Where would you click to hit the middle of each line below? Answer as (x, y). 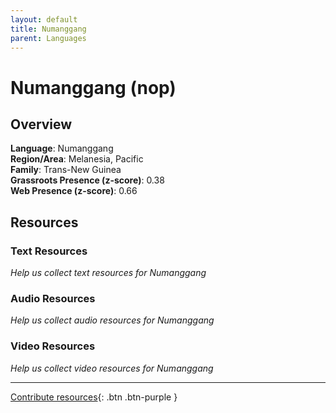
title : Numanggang (48, 29)
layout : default (44, 19)
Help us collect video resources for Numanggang (112, 368)
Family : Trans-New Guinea (66, 170)
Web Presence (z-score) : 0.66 (74, 191)
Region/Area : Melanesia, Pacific (77, 159)
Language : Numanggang (62, 148)
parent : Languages (48, 38)
